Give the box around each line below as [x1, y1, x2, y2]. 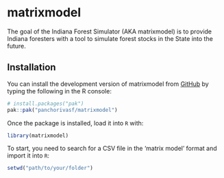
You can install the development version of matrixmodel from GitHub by [7, 80, 209, 88]
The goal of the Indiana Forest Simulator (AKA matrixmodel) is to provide [7, 27, 212, 35]
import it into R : [7, 151, 50, 160]
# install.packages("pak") [7, 100, 84, 107]
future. [7, 42, 26, 50]
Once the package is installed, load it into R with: [7, 119, 144, 127]
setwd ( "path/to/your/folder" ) [7, 165, 94, 172]
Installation [7, 61, 56, 73]
